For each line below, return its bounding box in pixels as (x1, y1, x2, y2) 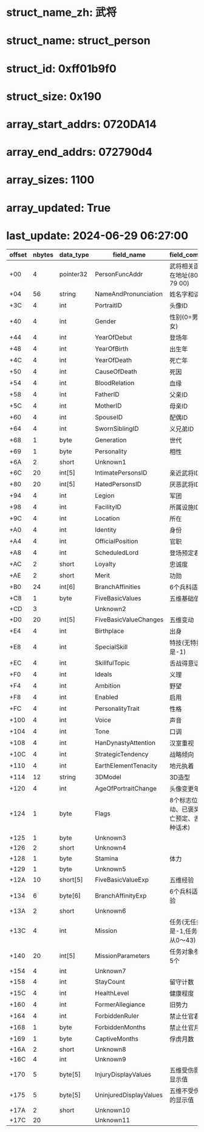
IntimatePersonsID (95, 469, 148, 477)
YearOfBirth (95, 344, 129, 353)
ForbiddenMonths (95, 1023, 146, 1032)
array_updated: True (6, 201, 111, 215)
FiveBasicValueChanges (95, 615, 164, 624)
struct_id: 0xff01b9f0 (6, 61, 117, 75)
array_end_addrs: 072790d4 (6, 145, 153, 159)
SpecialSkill (95, 643, 128, 651)
